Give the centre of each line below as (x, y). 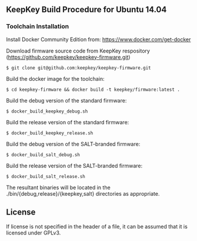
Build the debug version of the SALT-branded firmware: (73, 144)
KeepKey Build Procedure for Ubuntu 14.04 (86, 10)
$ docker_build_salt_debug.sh (43, 155)
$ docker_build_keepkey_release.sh (50, 133)
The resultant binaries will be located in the (58, 187)
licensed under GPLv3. (34, 233)
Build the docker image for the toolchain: (55, 78)
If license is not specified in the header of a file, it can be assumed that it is (97, 226)
